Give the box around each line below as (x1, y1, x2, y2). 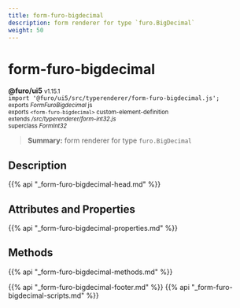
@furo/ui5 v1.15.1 (8, 86, 61, 95)
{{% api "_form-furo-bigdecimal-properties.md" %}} (8, 223, 179, 232)
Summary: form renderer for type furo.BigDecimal (27, 135, 192, 146)
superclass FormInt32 (8, 122, 68, 130)
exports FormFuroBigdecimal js (8, 102, 93, 109)
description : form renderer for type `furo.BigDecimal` (8, 19, 195, 27)
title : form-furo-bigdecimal (8, 11, 104, 20)
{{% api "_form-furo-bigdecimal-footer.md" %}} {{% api (8, 282, 190, 291)
